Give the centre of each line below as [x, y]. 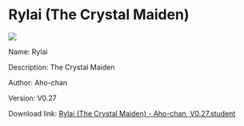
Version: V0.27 [33, 98]
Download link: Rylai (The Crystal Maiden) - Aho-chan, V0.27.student [122, 113]
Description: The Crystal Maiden [62, 67]
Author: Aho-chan [38, 82]
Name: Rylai [28, 51]
